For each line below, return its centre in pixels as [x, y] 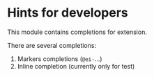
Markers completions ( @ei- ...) [60, 59]
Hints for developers [68, 13]
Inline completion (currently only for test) [76, 66]
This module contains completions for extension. [77, 32]
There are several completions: [52, 45]
